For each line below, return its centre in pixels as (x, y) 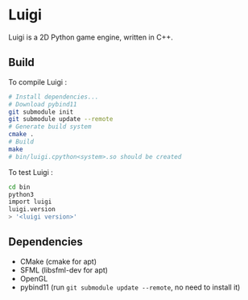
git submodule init (41, 112)
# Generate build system (50, 127)
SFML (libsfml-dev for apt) (64, 270)
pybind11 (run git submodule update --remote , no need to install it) (130, 287)
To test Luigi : (31, 172)
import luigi (30, 202)
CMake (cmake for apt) (58, 261)
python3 (21, 194)
